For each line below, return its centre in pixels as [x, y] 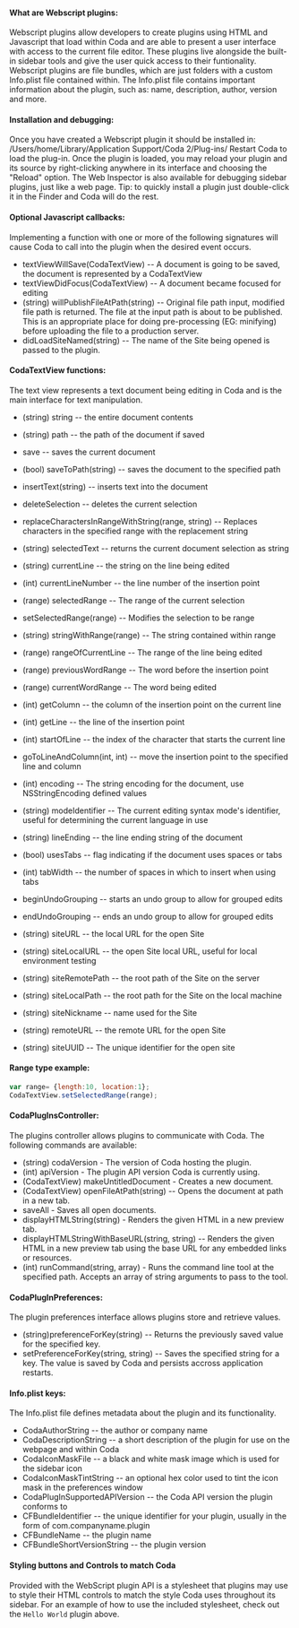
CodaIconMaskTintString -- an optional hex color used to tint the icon [150, 1478]
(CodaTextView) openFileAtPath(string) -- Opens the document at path [153, 1191]
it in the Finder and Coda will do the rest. [84, 196]
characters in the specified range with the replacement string [135, 531]
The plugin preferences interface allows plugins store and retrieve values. [145, 1317]
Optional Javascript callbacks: [67, 217]
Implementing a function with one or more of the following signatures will [144, 237]
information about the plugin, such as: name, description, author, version [143, 90]
